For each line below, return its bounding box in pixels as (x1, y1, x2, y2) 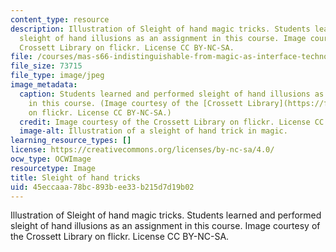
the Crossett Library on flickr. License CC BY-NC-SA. (10, 231, 230, 243)
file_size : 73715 (10, 61, 83, 71)
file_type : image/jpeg (10, 71, 105, 81)
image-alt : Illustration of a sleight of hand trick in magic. (19, 126, 288, 136)
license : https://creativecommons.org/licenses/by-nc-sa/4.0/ (10, 145, 275, 155)
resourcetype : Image (10, 163, 97, 173)
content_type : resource (10, 14, 110, 25)
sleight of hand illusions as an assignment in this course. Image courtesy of (10, 220, 321, 232)
